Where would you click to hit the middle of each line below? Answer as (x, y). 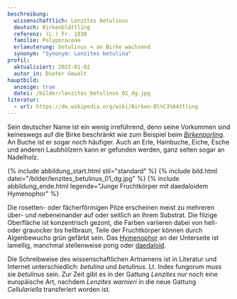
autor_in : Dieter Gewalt (50, 73)
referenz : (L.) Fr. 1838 (50, 34)
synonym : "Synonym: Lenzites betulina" (73, 54)
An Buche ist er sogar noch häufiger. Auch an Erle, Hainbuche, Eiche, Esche (118, 142)
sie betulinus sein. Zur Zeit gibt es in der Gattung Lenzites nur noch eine (112, 274)
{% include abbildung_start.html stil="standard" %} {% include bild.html (112, 171)
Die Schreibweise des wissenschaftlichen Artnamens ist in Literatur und (112, 259)
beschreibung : (28, 14)
